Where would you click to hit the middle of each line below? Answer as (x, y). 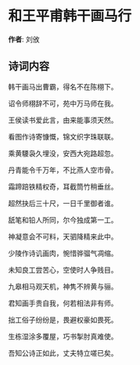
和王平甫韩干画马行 (70, 16)
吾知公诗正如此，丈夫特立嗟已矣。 (63, 352)
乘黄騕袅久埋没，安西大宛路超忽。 (63, 153)
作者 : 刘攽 (24, 39)
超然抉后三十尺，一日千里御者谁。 (63, 203)
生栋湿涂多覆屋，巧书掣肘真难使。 (63, 336)
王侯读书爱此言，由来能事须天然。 (63, 120)
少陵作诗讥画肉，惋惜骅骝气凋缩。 (63, 253)
